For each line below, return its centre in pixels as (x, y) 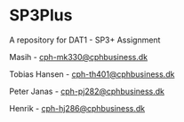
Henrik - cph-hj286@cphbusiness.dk (77, 108)
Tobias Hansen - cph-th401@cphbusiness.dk (92, 74)
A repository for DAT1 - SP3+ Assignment (85, 40)
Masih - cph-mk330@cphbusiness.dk (79, 57)
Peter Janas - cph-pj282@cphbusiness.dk (87, 91)
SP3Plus (41, 15)
